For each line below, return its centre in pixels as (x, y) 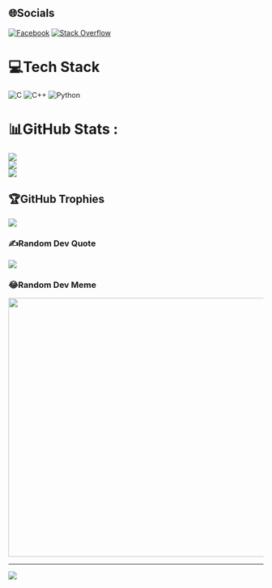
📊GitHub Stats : (64, 129)
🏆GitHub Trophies (57, 199)
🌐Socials (32, 13)
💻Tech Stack (54, 67)
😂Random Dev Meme (53, 285)
